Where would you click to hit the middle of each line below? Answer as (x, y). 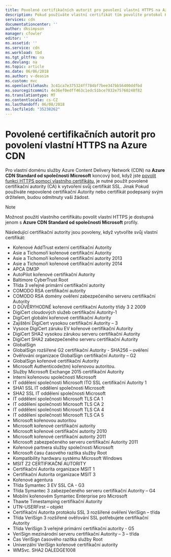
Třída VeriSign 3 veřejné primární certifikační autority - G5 (74, 528)
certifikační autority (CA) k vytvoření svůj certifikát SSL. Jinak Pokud (77, 186)
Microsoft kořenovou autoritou (44, 420)
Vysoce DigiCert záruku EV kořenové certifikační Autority (73, 328)
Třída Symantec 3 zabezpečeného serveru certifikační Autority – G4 (84, 490)
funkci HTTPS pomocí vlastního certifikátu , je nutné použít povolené (77, 181)
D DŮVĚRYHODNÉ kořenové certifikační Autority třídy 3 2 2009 (79, 307)
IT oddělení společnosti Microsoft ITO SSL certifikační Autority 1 (79, 383)
